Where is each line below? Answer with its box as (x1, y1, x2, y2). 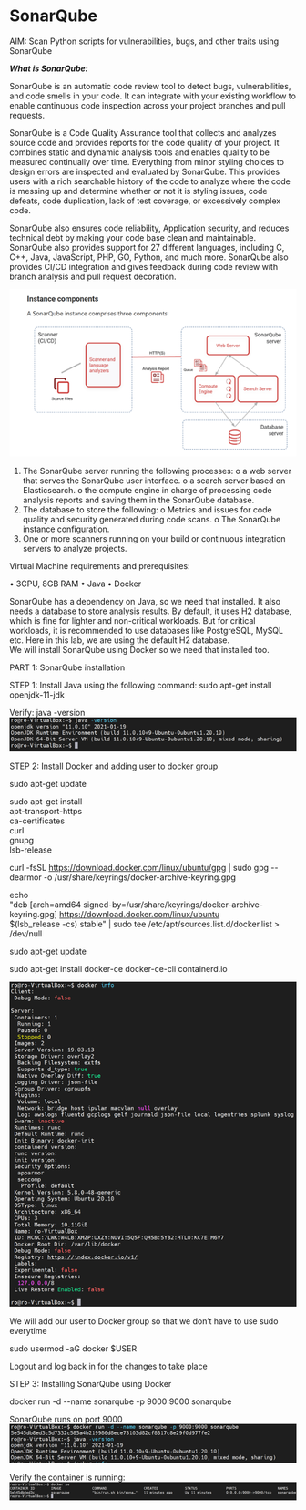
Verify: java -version (9, 708, 86, 719)
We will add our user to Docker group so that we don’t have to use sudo (9, 1316, 279, 1327)
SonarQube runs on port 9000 (9, 1414, 123, 1425)
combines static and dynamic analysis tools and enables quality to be (9, 147, 270, 158)
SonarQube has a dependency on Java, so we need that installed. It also (9, 596, 280, 607)
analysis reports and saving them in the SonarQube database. (22, 494, 255, 506)
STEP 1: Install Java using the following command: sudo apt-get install (9, 680, 272, 691)
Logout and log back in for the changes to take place (9, 1360, 208, 1372)
